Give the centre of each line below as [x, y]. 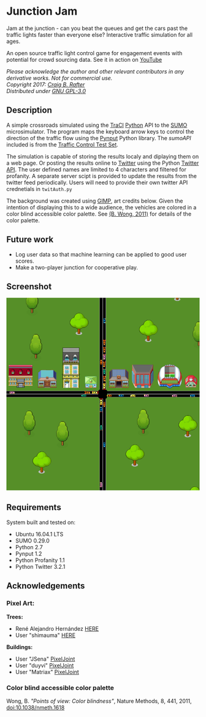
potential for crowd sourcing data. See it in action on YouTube [84, 59]
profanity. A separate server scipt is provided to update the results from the [102, 176]
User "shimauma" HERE [45, 635]
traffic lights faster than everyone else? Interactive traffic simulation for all [100, 34]
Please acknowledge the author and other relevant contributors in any [95, 71]
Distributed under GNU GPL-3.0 [46, 91]
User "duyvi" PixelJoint [44, 665]
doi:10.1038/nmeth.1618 [36, 707]
